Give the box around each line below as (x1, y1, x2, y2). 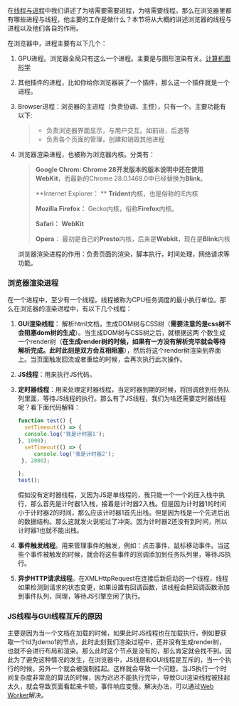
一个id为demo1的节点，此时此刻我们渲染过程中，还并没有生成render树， (13, 638, 226, 646)
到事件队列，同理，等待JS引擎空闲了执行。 (17, 592, 144, 601)
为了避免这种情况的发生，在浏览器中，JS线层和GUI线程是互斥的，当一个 (13, 656, 225, 664)
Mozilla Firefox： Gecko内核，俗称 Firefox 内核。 (35, 205, 178, 213)
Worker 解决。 (7, 691, 48, 700)
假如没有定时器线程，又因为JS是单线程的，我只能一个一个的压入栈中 (17, 491, 219, 499)
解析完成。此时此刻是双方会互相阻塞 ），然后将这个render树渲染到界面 (17, 346, 222, 355)
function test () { (17, 417, 73, 424)
